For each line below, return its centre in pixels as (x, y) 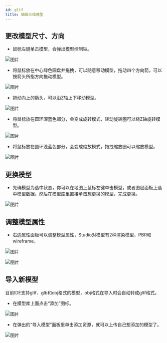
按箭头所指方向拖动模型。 (39, 77)
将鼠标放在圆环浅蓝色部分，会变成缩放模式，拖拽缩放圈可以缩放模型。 (85, 147)
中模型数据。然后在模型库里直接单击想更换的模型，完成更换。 (76, 194)
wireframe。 (25, 241)
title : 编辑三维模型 (24, 15)
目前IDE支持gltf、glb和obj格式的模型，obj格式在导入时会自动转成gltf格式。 (82, 292)
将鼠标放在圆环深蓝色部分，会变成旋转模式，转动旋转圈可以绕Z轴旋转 (84, 119)
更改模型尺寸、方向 (35, 36)
